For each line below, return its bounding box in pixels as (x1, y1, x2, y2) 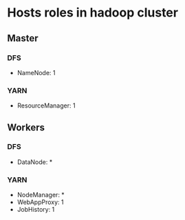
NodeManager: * (17, 191, 65, 199)
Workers (7, 121, 45, 133)
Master (7, 32, 39, 44)
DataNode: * (17, 157, 53, 166)
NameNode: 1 (17, 68, 56, 77)
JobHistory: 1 (17, 206, 55, 214)
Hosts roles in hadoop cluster (7, 5, 179, 21)
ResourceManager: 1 (17, 101, 76, 110)
